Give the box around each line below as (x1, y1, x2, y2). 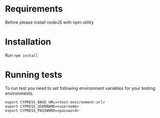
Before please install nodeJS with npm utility (5, 19, 94, 25)
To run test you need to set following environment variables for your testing (5, 85, 156, 91)
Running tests (5, 69, 63, 80)
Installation (5, 36, 51, 47)
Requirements (5, 3, 63, 15)
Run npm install (5, 52, 38, 58)
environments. (5, 90, 34, 96)
